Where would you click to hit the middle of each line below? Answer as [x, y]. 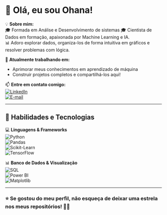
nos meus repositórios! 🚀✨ [38, 207]
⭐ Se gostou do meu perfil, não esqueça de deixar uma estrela [82, 198]
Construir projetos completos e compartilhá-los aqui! [66, 74]
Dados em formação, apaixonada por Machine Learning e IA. [68, 37]
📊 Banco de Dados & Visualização [42, 163]
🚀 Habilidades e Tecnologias [50, 117]
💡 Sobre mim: [19, 24]
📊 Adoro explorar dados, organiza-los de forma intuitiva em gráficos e [78, 42]
